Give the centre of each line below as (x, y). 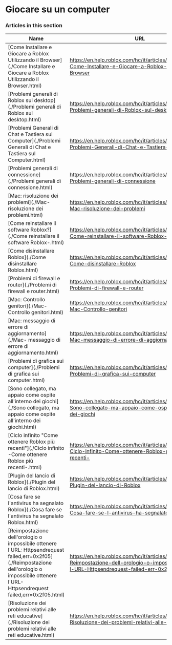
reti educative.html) (31, 635)
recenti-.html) (25, 467)
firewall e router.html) (34, 292)
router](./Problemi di (33, 285)
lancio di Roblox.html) (34, 489)
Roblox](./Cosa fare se (35, 510)
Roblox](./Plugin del (31, 482)
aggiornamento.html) (33, 353)
